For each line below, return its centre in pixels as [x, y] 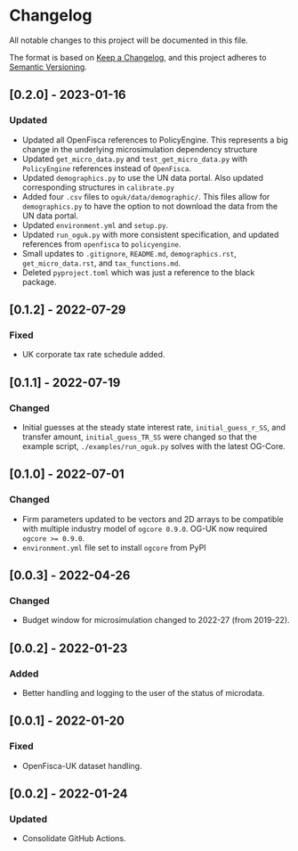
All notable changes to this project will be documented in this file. [129, 40]
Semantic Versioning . [48, 67]
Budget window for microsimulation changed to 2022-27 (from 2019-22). [156, 620]
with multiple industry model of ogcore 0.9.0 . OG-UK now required [145, 528]
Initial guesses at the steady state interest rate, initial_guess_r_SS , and [154, 427]
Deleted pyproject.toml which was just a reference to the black [138, 272]
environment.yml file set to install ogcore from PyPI [114, 547]
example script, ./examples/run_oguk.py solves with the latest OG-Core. [154, 446]
